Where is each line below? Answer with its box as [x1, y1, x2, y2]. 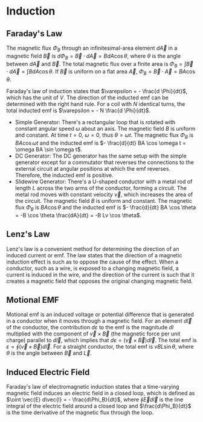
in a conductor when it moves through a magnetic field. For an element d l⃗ [6, 317, 192, 325]
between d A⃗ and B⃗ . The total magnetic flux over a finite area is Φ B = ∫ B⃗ [6, 60, 193, 69]
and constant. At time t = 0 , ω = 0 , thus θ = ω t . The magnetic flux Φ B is [14, 131, 194, 140]
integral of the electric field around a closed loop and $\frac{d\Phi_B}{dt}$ [6, 403, 192, 410]
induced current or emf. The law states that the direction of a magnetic [6, 251, 182, 259]
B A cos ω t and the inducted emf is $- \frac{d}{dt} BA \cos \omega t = [14, 139, 186, 147]
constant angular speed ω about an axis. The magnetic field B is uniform [14, 125, 196, 133]
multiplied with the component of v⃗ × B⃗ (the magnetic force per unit [6, 330, 181, 337]
